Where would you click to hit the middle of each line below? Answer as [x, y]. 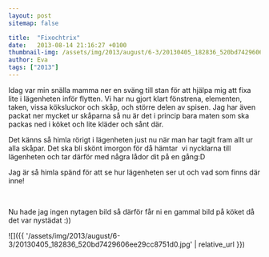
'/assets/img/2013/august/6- [73, 235]
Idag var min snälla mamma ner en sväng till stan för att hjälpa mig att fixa [130, 90]
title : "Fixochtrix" [44, 38]
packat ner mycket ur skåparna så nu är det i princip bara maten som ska [129, 115]
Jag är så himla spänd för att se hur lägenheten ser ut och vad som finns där [134, 172]
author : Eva [28, 60]
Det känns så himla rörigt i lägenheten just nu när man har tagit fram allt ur [131, 139]
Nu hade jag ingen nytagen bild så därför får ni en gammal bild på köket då [131, 211]
